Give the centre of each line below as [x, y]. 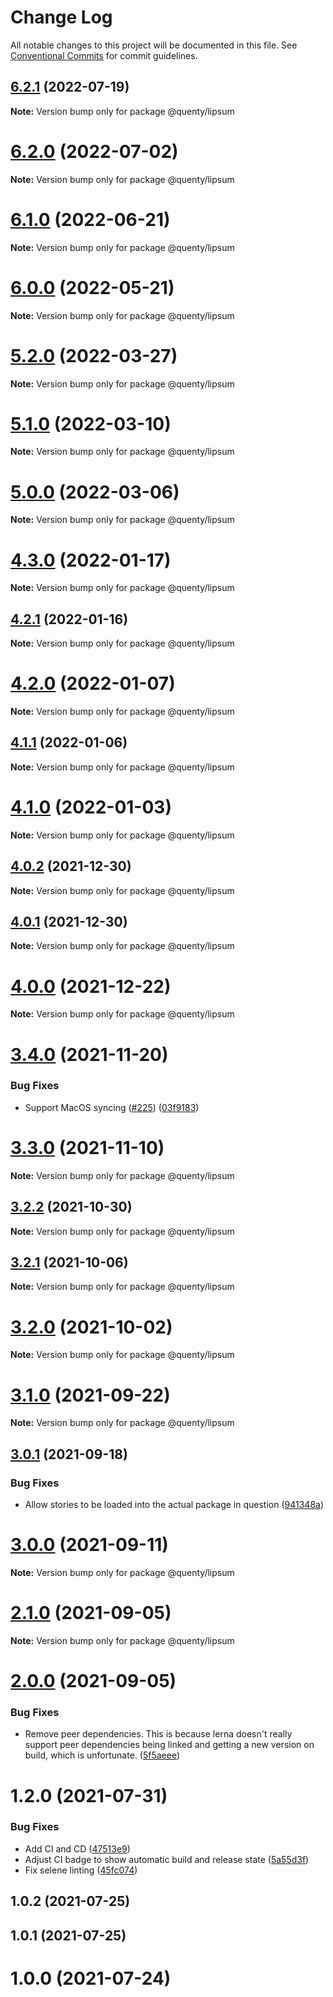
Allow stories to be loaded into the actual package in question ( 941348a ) [174, 1504]
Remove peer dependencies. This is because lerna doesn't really [158, 1734]
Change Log [61, 17]
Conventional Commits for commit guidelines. [104, 55]
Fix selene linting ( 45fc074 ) [81, 1870]
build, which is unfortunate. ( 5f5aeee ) [102, 1755]
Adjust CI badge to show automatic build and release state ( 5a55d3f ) [167, 1859]
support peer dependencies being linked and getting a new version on [169, 1745]
